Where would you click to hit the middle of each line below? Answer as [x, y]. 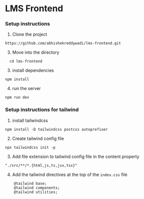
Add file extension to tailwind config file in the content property [76, 156]
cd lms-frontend [26, 62]
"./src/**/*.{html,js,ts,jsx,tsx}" [41, 165]
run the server [26, 88]
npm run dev [17, 98]
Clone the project [30, 34]
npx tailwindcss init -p [30, 147]
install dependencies [33, 70]
